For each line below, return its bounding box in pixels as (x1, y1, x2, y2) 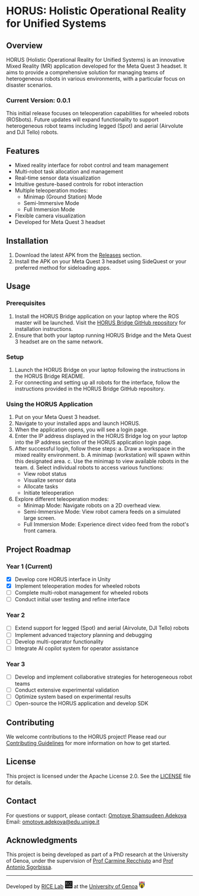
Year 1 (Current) (6, 562, 53, 570)
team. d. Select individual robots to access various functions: (14, 464, 164, 471)
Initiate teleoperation (23, 489, 74, 497)
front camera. (23, 527, 57, 534)
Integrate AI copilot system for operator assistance (14, 645, 139, 652)
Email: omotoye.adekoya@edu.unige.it (6, 818, 99, 825)
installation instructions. (14, 325, 73, 332)
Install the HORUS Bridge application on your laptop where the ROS (14, 313, 179, 320)
